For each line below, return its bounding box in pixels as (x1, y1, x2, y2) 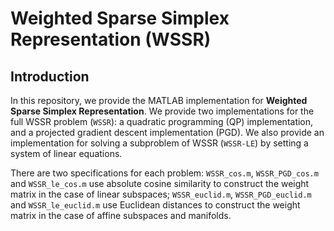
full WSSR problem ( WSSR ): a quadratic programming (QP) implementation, (10, 116, 314, 127)
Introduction (10, 68, 90, 85)
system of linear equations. (10, 148, 123, 159)
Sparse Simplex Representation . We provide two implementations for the (10, 105, 315, 117)
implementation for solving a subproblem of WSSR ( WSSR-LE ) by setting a (10, 137, 309, 149)
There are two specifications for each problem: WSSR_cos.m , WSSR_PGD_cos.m (10, 167, 319, 179)
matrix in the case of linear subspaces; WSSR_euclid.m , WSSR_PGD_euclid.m (10, 188, 312, 200)
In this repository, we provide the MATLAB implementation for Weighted (10, 95, 308, 106)
